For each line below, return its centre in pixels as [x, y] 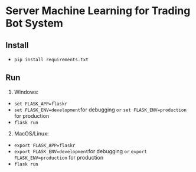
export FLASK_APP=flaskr [45, 145]
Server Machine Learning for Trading [98, 11]
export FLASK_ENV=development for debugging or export [80, 151]
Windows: [26, 92]
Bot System [34, 23]
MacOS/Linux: [31, 133]
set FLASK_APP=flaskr [40, 104]
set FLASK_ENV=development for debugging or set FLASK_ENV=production [100, 110]
